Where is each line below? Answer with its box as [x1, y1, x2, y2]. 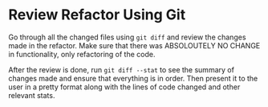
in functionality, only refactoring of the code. [8, 49, 156, 59]
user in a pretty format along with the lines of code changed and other [8, 82, 241, 92]
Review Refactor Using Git [8, 6, 186, 24]
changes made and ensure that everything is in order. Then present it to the [8, 73, 258, 83]
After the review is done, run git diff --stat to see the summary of [8, 64, 235, 74]
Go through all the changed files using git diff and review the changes [8, 32, 246, 42]
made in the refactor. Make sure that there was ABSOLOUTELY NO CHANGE [8, 40, 261, 50]
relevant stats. [8, 90, 55, 100]
